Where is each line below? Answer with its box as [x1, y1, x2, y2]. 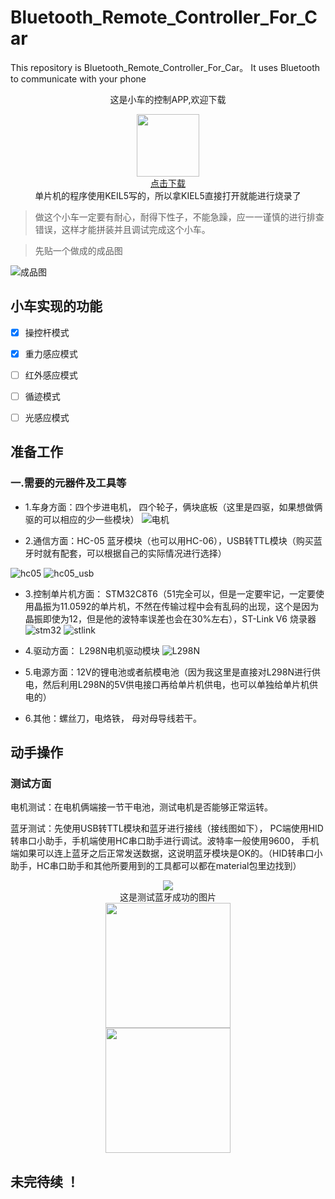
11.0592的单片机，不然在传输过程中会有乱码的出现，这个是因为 [59, 600, 320, 612]
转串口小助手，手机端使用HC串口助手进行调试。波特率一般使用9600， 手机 [10, 835, 320, 847]
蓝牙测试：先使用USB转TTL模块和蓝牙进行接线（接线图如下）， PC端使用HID [10, 822, 324, 835]
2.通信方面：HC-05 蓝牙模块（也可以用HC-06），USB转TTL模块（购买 [24, 534, 314, 546]
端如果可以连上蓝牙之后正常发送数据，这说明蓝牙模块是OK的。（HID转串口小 [10, 847, 323, 860]
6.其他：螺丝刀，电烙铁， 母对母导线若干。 [24, 712, 202, 724]
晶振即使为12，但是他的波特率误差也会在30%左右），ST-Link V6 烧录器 [24, 612, 317, 625]
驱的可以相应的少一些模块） [24, 513, 140, 525]
